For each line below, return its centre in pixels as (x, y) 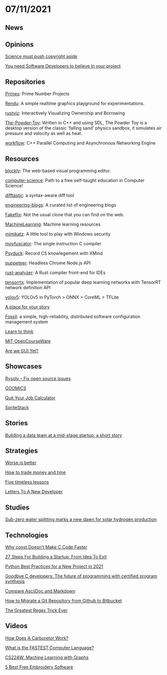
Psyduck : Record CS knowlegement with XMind (54, 253)
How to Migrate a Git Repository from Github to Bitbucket (64, 601)
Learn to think (19, 332)
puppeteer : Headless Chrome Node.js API (48, 263)
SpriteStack (17, 407)
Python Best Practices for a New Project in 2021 (54, 566)
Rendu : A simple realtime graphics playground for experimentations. (75, 104)
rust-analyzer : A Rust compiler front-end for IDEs (55, 273)
